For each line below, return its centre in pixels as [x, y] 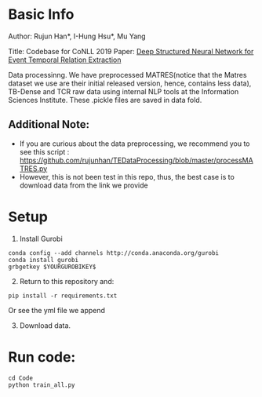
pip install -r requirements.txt [63, 296]
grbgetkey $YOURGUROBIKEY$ [52, 267]
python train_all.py [42, 385]
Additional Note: [49, 124]
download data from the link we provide [84, 185]
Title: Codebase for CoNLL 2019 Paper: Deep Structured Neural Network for [131, 51]
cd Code [21, 378]
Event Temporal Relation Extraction [65, 60]
